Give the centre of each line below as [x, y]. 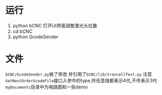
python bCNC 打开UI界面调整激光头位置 [55, 26]
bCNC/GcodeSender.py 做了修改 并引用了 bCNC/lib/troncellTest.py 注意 [79, 74]
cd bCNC [22, 31]
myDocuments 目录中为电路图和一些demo [47, 87]
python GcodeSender [35, 37]
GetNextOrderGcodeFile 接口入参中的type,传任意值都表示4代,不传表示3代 [81, 80]
